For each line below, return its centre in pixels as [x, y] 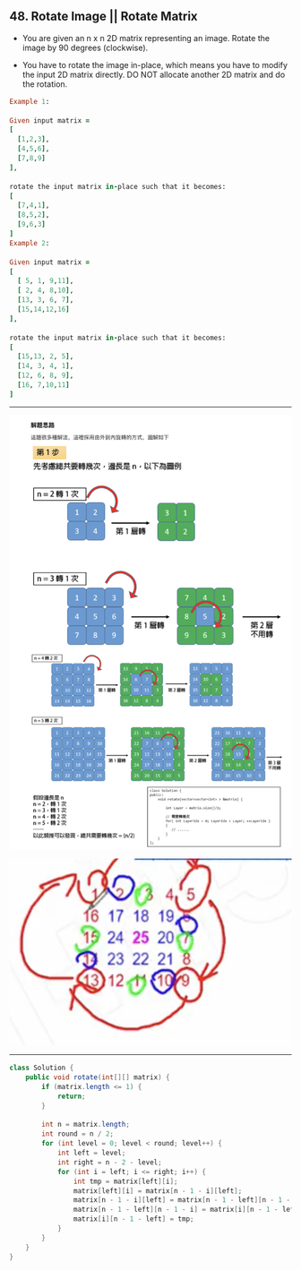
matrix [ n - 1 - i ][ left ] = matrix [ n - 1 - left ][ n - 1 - [182, 1200]
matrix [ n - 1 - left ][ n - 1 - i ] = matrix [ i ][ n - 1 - [176, 1210]
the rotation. [45, 84]
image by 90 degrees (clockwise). [85, 47]
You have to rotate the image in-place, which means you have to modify [155, 64]
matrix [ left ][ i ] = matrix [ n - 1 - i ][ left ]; [158, 1191]
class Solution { [42, 1068]
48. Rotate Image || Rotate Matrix [104, 17]
